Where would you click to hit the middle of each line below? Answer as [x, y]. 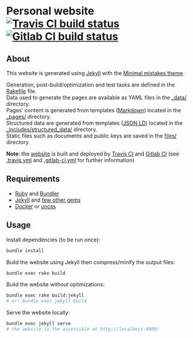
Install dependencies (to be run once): [53, 240]
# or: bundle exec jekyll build [46, 301]
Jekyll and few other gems [48, 200]
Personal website [50, 11]
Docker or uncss [35, 206]
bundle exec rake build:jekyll [45, 295]
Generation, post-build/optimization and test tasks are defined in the [91, 85]
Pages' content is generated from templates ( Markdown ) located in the [94, 110]
